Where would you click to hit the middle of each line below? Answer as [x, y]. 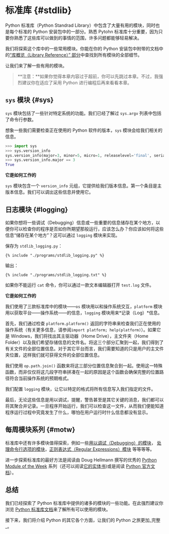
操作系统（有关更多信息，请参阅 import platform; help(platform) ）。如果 [81, 330]
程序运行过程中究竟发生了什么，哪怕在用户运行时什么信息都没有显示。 [78, 412]
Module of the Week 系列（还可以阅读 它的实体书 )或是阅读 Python [73, 466]
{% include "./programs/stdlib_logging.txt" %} [56, 275]
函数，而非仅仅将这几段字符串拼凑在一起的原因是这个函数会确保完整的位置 [82, 372]
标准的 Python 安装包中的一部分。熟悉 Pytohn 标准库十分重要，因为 [88, 31]
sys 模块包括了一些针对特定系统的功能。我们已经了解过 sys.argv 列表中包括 [83, 113]
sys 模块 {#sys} [29, 100]
